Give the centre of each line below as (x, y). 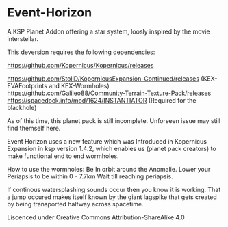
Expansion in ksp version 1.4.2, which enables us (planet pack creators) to (112, 148)
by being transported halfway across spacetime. (75, 204)
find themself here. (34, 128)
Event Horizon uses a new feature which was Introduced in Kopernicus (107, 141)
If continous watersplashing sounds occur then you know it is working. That (114, 189)
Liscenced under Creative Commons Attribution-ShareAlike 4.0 (96, 217)
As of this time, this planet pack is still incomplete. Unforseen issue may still (114, 120)
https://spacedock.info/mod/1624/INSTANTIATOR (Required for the (102, 100)
